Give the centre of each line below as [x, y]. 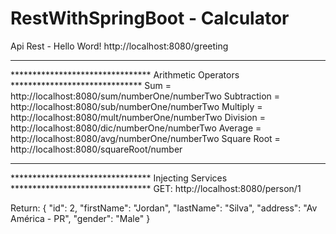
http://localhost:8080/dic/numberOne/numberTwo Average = [136, 128]
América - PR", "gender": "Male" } [80, 218]
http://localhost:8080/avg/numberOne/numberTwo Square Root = [145, 138]
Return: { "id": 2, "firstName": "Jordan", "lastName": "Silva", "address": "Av [164, 208]
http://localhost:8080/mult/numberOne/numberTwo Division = [138, 117]
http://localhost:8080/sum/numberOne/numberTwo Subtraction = [145, 96]
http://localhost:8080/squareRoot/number [96, 149]
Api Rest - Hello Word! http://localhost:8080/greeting [119, 46]
